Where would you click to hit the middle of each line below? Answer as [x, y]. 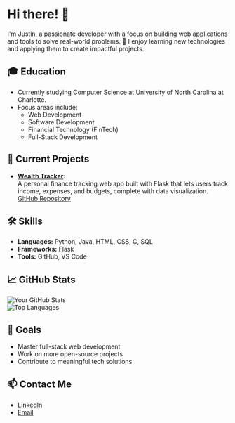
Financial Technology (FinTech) [73, 129]
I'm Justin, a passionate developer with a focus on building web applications [117, 34]
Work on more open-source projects [70, 354]
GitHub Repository [44, 198]
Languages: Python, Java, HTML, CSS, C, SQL [85, 242]
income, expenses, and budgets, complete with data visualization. [113, 191]
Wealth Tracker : [41, 176]
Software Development [61, 122]
